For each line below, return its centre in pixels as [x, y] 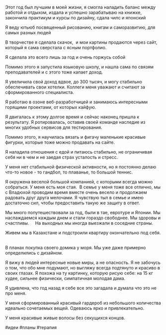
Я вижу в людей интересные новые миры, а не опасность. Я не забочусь [83, 262]
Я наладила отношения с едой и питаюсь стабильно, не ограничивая [79, 152]
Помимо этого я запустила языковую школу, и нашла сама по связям [80, 67]
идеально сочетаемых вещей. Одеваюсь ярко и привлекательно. [75, 308]
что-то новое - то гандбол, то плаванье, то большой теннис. [69, 172]
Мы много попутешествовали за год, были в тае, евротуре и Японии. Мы [83, 212]
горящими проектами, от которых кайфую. [51, 107]
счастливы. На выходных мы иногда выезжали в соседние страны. [79, 223]
